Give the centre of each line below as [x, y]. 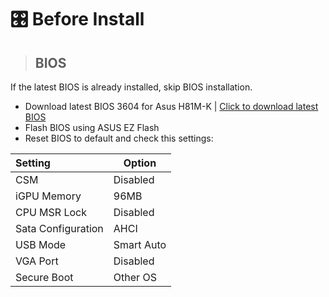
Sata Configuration [59, 228]
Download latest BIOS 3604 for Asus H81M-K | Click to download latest [171, 106]
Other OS [135, 277]
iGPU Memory [48, 196]
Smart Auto [140, 244]
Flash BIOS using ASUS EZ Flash [92, 127]
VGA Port [37, 261]
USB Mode [41, 244]
